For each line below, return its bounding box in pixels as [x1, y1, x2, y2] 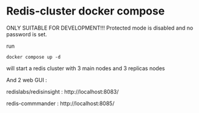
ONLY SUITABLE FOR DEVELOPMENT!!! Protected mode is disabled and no [6, 24, 194, 31]
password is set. [6, 30, 47, 37]
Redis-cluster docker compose [6, 4, 165, 18]
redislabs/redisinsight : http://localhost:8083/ [6, 88, 119, 95]
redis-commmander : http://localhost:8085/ [6, 100, 115, 107]
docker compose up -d [6, 54, 61, 60]
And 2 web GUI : [6, 76, 47, 83]
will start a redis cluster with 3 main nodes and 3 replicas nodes [6, 65, 165, 72]
